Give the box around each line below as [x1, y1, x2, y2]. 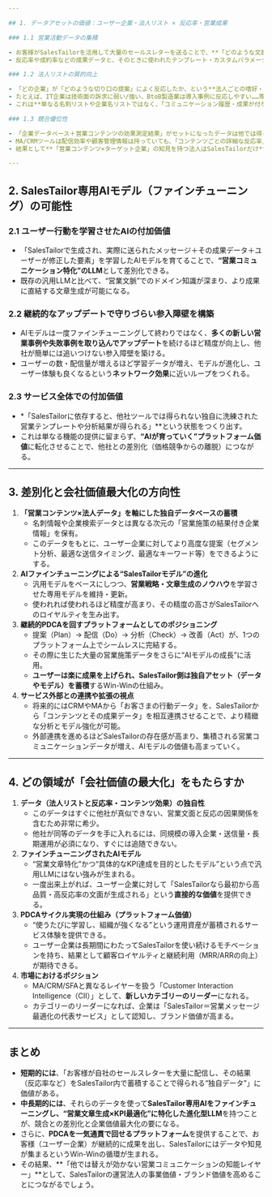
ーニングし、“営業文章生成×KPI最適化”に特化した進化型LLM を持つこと [19, 1109, 258, 1118]
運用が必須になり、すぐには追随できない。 [39, 839, 182, 849]
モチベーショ [216, 941, 260, 950]
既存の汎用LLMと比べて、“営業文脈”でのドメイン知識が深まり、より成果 [19, 275, 261, 285]
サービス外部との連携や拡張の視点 [19, 691, 134, 700]
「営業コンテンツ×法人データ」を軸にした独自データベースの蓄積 [19, 508, 238, 518]
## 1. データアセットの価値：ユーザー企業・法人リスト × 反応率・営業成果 [8, 19, 228, 27]
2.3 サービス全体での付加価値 [8, 391, 124, 403]
